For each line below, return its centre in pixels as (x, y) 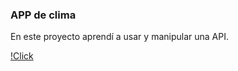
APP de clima (43, 15)
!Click (22, 56)
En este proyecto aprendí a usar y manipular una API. (119, 37)
